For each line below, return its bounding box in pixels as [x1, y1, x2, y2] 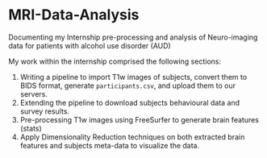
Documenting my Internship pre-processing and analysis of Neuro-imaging [8, 32, 258, 42]
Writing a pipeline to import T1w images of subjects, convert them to [19, 72, 248, 81]
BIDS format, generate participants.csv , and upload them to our [19, 81, 236, 90]
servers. [19, 89, 48, 98]
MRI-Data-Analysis [8, 6, 140, 24]
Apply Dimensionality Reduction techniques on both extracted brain [19, 131, 245, 142]
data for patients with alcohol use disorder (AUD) [8, 40, 171, 50]
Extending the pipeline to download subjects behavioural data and [19, 98, 240, 107]
